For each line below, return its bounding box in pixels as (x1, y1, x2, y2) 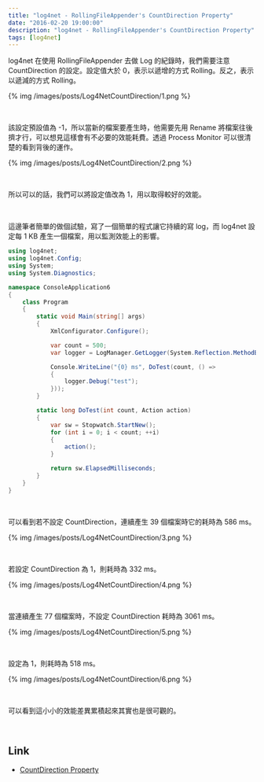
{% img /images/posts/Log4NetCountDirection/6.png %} (8, 674, 192, 684)
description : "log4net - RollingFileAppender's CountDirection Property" (8, 26, 255, 34)
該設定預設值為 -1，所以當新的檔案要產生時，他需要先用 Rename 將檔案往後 (8, 123, 253, 132)
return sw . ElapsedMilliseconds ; (49, 465, 156, 473)
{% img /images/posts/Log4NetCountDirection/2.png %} (8, 158, 192, 168)
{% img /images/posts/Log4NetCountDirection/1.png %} (8, 91, 191, 101)
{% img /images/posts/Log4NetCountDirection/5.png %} (8, 627, 192, 636)
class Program (22, 298, 68, 306)
